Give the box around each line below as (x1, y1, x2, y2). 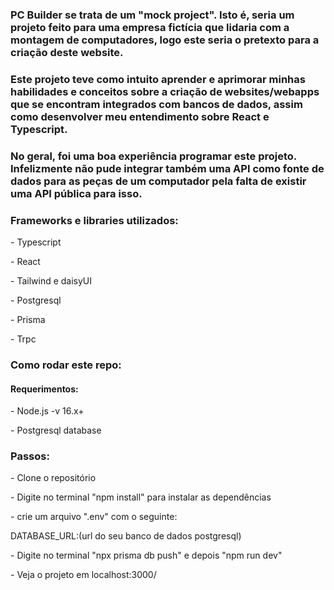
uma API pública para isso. (10, 186, 143, 200)
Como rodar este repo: (10, 358, 122, 372)
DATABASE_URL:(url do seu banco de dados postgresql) (10, 530, 242, 542)
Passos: (10, 449, 50, 463)
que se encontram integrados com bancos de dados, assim (10, 97, 303, 111)
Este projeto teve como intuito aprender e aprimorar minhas (10, 72, 306, 86)
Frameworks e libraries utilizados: (10, 213, 179, 227)
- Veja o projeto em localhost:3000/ (10, 569, 157, 581)
